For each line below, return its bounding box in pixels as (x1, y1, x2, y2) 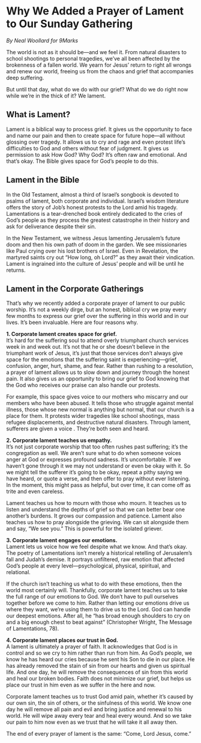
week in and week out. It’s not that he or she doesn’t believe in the (6, 343, 170, 350)
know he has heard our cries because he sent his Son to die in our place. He (6, 656, 195, 663)
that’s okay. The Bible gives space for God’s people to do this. (6, 157, 159, 165)
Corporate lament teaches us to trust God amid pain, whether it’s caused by (6, 693, 194, 700)
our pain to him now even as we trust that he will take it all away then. (6, 718, 178, 726)
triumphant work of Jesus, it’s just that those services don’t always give (6, 350, 183, 357)
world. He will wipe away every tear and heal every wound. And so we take (6, 712, 192, 720)
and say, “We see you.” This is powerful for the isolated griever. (6, 525, 163, 533)
